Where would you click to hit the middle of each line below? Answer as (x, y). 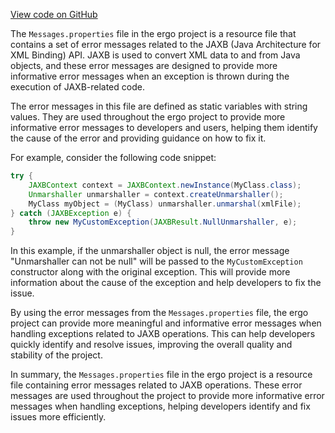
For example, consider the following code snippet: (113, 157)
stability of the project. (56, 355)
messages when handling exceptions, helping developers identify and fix (160, 406)
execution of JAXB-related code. (77, 87)
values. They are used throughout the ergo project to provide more (148, 117)
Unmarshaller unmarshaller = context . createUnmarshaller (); (156, 194)
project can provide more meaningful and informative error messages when (166, 323)
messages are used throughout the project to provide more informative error (167, 396)
